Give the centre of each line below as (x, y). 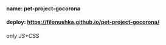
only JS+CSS (23, 35)
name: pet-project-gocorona (43, 8)
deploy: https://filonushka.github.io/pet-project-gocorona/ (83, 22)
